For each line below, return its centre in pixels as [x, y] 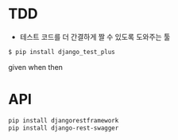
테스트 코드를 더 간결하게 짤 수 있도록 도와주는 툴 [95, 37]
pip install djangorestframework [64, 120]
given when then [36, 67]
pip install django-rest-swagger [64, 128]
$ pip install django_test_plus [62, 52]
